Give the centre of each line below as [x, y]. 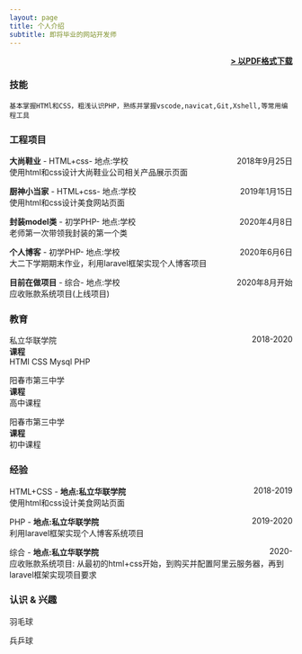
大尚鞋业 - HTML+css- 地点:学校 [69, 161]
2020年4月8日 [266, 221]
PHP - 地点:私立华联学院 [54, 522]
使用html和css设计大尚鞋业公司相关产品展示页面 [99, 172]
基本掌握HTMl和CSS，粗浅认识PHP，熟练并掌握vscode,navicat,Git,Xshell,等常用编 [149, 106]
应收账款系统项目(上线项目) [60, 293]
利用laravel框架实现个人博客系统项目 [77, 533]
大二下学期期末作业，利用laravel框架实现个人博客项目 [108, 263]
